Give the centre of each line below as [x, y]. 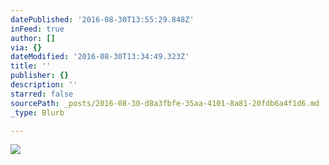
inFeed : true [37, 29]
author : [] [33, 38]
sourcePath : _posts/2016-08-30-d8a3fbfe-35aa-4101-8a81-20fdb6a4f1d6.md [165, 103]
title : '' [31, 66]
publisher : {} [40, 76]
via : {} [26, 47]
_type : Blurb [37, 112]
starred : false [42, 94]
